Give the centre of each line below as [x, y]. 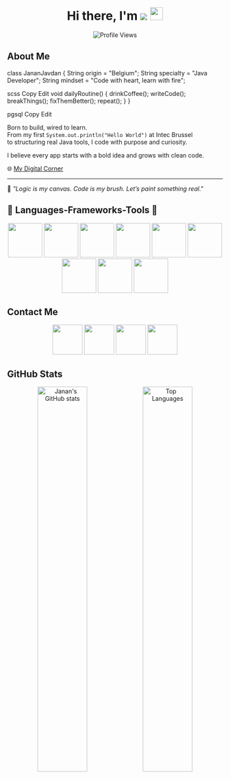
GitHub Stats [35, 374]
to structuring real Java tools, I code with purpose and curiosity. [97, 142]
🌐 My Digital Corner [35, 169]
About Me [28, 57]
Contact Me [33, 312]
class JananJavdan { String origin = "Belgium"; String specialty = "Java [107, 73]
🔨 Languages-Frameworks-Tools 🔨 [82, 210]
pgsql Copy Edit [30, 114]
